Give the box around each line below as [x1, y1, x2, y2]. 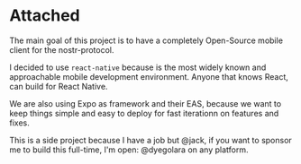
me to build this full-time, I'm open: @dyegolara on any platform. [9, 144, 250, 155]
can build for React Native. [9, 81, 108, 91]
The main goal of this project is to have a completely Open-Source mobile [9, 35, 284, 46]
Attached [9, 5, 80, 26]
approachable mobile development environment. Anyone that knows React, [9, 71, 288, 82]
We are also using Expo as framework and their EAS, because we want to [9, 98, 282, 108]
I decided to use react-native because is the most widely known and [9, 62, 267, 73]
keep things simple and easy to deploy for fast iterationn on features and [9, 108, 279, 118]
